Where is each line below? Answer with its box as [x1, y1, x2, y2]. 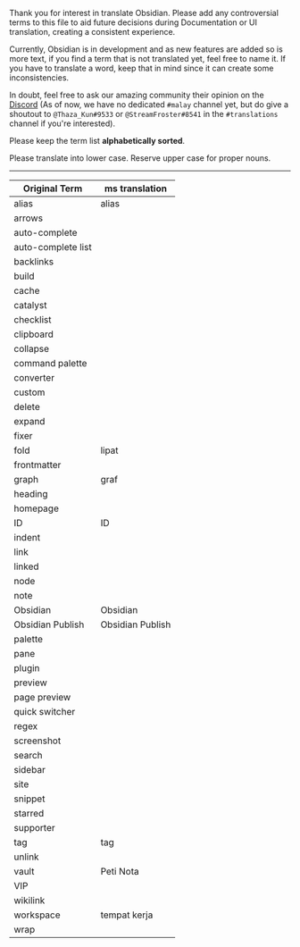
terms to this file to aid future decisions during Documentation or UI [9, 17, 257, 28]
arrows [13, 212, 43, 224]
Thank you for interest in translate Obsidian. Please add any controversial [9, 8, 279, 18]
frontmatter [13, 459, 62, 471]
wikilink [13, 894, 46, 906]
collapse [13, 343, 50, 355]
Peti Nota [100, 866, 140, 877]
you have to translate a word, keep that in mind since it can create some [9, 63, 274, 73]
